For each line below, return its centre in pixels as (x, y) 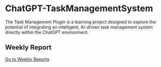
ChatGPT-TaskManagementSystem (79, 8)
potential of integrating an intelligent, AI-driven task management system (79, 27)
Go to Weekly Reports (27, 59)
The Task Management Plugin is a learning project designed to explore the (80, 22)
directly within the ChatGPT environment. (47, 32)
